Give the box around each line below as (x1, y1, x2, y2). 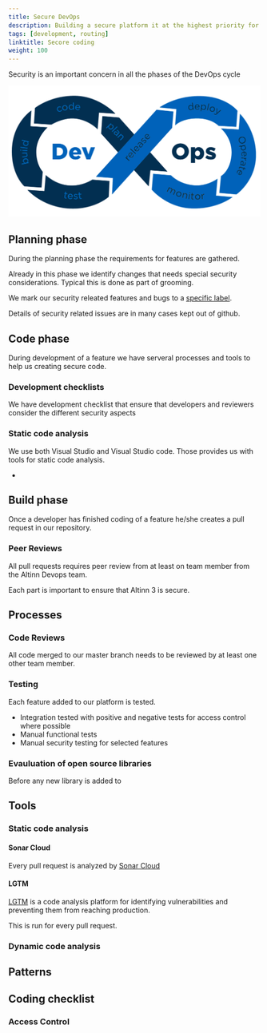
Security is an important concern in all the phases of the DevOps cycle (8, 70, 241, 79)
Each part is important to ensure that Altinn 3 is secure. (8, 585, 190, 594)
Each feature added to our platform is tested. (8, 697, 156, 706)
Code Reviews (8, 632, 66, 643)
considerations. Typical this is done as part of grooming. (8, 278, 194, 288)
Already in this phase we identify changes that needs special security (8, 269, 237, 279)
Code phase (8, 332, 70, 345)
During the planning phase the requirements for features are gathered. (8, 254, 240, 264)
